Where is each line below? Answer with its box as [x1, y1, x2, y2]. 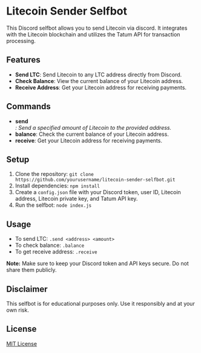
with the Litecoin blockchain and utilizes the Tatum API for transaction [6, 30, 180, 38]
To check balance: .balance [15, 241, 85, 249]
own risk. [6, 306, 29, 314]
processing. [6, 37, 36, 44]
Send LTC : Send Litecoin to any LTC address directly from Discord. [15, 71, 182, 78]
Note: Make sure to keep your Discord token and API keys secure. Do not [6, 260, 189, 267]
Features [6, 55, 41, 65]
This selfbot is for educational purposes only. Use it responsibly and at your [6, 300, 195, 307]
